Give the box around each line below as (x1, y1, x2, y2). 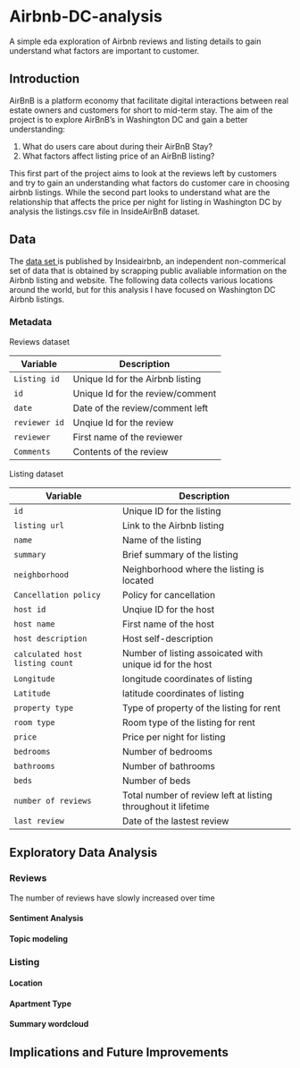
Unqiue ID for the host (121, 602, 215, 615)
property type (13, 703, 74, 713)
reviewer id (13, 417, 65, 427)
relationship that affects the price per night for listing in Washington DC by (9, 196, 282, 207)
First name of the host (121, 618, 214, 630)
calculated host (13, 649, 83, 659)
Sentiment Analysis (9, 913, 84, 924)
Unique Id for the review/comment (72, 387, 217, 399)
